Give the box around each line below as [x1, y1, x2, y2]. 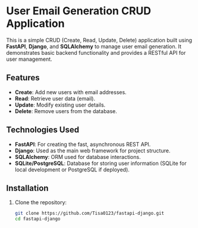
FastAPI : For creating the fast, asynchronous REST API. [14, 140, 151, 148]
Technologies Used [6, 125, 79, 135]
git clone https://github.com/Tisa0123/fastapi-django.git [14, 210, 165, 217]
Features [6, 73, 40, 83]
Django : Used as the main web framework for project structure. [14, 147, 171, 154]
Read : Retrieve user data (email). [14, 95, 96, 102]
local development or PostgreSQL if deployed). [14, 165, 130, 173]
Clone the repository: [14, 199, 67, 206]
